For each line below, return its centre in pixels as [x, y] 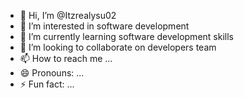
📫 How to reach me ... [66, 58]
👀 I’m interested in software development [104, 26]
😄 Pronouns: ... [52, 73]
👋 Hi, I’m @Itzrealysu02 [68, 15]
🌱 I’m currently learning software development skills [126, 36]
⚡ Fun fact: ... [47, 84]
